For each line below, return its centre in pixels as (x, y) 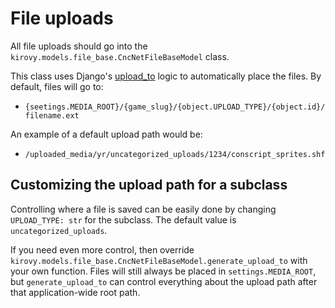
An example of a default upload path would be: (106, 134)
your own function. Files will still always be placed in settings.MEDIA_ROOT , (163, 271)
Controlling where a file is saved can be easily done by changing (143, 209)
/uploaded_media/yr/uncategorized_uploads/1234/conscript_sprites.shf (175, 154)
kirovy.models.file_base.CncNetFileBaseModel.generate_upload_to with (159, 260)
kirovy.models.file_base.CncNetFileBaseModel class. (120, 56)
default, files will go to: (57, 86)
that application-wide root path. (75, 292)
